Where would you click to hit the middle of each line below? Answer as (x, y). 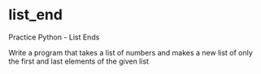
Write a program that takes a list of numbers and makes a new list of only (131, 52)
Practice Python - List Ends (54, 37)
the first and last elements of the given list (78, 61)
